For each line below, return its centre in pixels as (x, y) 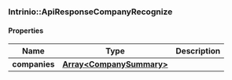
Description (198, 51)
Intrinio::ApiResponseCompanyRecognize (90, 12)
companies (33, 64)
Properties (26, 31)
